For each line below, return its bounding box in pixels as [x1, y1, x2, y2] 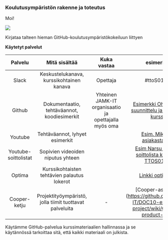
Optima [11, 172, 28, 179]
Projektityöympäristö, [36, 192, 87, 199]
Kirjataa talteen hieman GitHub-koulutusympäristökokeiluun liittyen [5, 34, 143, 40]
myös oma [94, 122, 119, 129]
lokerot [53, 178, 70, 185]
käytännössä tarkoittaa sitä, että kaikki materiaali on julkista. [5, 229, 129, 235]
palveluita [50, 205, 73, 212]
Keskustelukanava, [39, 70, 84, 77]
